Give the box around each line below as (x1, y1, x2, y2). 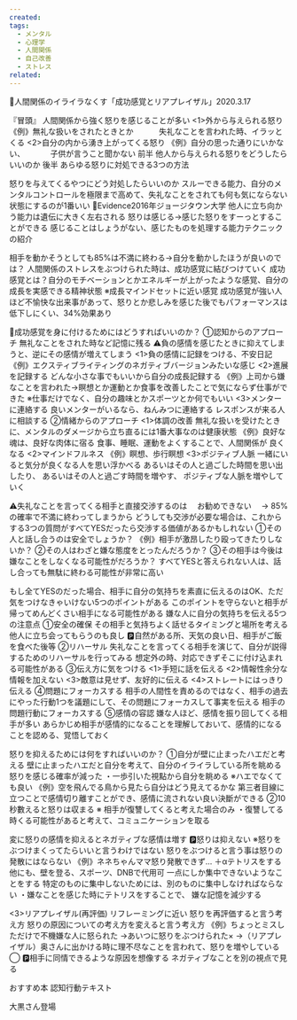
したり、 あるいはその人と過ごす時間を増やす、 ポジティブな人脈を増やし (9, 471, 277, 481)
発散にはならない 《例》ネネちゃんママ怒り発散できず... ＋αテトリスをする (9, 856, 282, 867)
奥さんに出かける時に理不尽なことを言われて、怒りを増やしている (39, 941, 280, 952)
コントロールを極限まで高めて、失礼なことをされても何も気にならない (32, 189, 288, 199)
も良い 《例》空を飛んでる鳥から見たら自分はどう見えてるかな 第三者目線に (9, 782, 285, 792)
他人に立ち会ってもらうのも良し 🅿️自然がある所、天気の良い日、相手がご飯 (9, 630, 282, 641)
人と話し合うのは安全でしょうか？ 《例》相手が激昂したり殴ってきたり (9, 533, 268, 544)
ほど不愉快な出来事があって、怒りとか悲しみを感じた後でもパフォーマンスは (9, 296, 288, 307)
